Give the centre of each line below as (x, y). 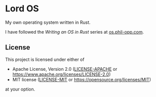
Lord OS (22, 9)
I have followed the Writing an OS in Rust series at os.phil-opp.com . (75, 32)
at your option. (20, 89)
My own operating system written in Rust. (48, 22)
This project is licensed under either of (45, 59)
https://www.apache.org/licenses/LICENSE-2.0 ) (62, 74)
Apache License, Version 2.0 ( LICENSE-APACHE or (65, 69)
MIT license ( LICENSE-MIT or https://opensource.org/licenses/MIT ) (81, 79)
